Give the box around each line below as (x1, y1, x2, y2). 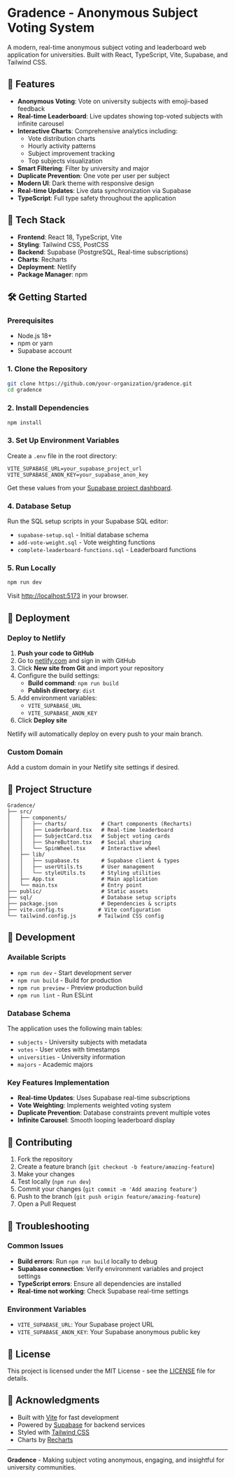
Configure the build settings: (17, 671, 100, 680)
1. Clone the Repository (7, 364, 87, 374)
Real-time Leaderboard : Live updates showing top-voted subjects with (17, 112, 223, 120)
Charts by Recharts (17, 1435, 73, 1444)
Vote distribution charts (27, 134, 96, 142)
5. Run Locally (7, 563, 57, 572)
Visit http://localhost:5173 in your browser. (7, 591, 129, 600)
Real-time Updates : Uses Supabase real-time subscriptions (17, 1094, 190, 1102)
